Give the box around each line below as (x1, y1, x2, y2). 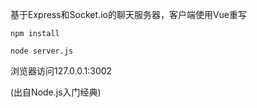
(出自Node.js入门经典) (10, 86, 102, 98)
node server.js (10, 46, 74, 56)
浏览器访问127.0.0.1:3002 (10, 65, 113, 77)
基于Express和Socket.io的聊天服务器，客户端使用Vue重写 (10, 9, 248, 20)
